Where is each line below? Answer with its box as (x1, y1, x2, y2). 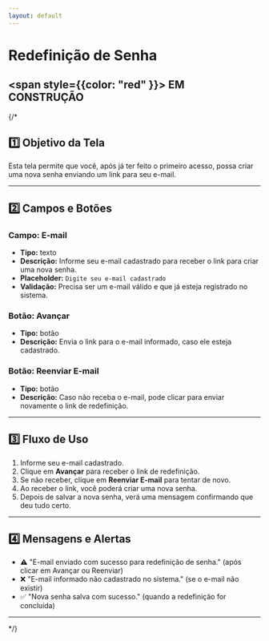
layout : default (8, 11, 62, 20)
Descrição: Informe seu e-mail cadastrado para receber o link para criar (19, 256, 259, 266)
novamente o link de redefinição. (19, 401, 129, 410)
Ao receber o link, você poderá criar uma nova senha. (19, 483, 198, 493)
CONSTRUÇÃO (8, 91, 84, 104)
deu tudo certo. (19, 500, 72, 510)
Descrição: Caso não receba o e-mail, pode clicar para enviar (19, 392, 225, 401)
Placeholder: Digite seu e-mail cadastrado (19, 273, 167, 283)
